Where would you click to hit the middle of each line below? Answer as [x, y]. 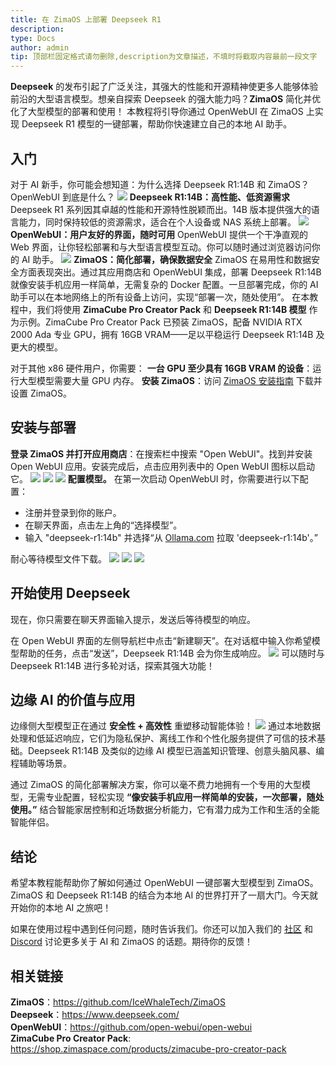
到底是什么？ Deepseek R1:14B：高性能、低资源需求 [176, 197]
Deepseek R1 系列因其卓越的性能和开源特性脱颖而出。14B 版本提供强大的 [161, 209]
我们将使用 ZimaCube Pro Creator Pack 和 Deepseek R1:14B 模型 [171, 309]
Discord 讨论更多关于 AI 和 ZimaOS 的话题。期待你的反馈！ [132, 942]
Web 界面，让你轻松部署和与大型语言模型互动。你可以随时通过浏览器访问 [161, 247]
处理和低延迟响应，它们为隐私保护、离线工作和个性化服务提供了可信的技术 [163, 738]
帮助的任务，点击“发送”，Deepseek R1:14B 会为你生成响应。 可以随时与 [172, 653]
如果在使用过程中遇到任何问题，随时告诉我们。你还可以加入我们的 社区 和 [161, 929]
